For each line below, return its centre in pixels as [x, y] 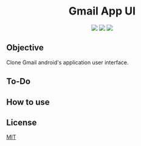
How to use [28, 102]
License [22, 122]
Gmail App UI [102, 11]
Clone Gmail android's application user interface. [67, 62]
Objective [25, 48]
